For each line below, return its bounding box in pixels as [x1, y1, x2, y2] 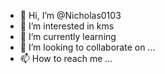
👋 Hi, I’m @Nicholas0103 [19, 10, 122, 21]
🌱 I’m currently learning [19, 31, 117, 42]
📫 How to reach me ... [19, 53, 113, 64]
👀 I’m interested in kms [19, 20, 115, 32]
